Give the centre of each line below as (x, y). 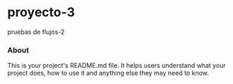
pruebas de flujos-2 (36, 32)
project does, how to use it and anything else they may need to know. (108, 73)
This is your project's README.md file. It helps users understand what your (116, 66)
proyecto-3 (41, 12)
